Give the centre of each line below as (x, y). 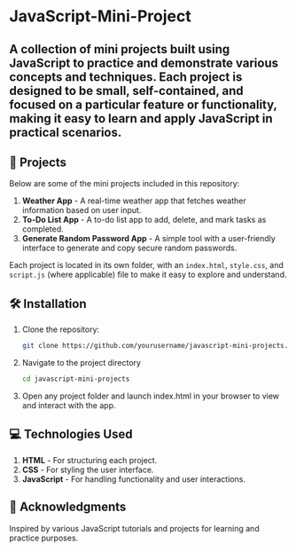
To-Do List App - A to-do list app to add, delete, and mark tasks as (144, 220)
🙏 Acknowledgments (68, 507)
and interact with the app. (69, 405)
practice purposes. (44, 538)
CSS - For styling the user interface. (88, 469)
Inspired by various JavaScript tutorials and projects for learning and (134, 528)
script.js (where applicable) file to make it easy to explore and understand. (148, 275)
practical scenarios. (66, 132)
